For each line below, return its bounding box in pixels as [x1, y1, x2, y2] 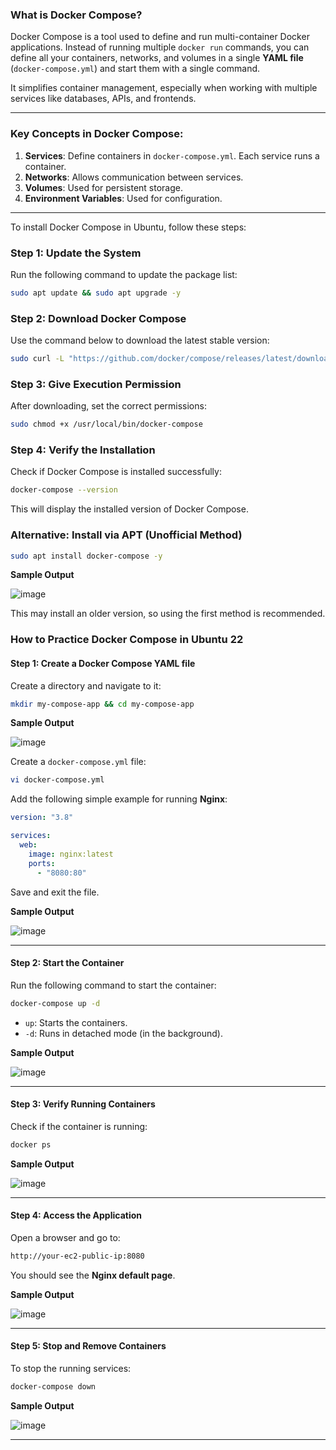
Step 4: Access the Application [10, 1209, 142, 1222]
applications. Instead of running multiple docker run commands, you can [10, 41, 310, 53]
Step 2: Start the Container [10, 957, 125, 969]
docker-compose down [10, 1382, 97, 1392]
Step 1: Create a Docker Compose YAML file [10, 657, 196, 669]
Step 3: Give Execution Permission [10, 377, 182, 391]
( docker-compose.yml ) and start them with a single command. [10, 63, 261, 75]
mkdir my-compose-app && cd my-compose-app [10, 699, 195, 709]
